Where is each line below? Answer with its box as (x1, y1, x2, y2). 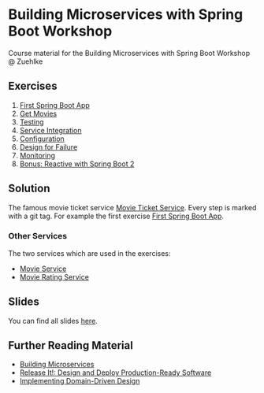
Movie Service (19, 264, 67, 273)
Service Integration (19, 125, 82, 135)
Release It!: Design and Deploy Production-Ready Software (19, 368, 212, 377)
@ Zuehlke (8, 57, 43, 66)
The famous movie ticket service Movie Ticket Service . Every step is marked (8, 202, 257, 212)
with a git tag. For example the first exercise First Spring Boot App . (8, 211, 225, 221)
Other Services (8, 231, 68, 242)
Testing (19, 117, 45, 127)
